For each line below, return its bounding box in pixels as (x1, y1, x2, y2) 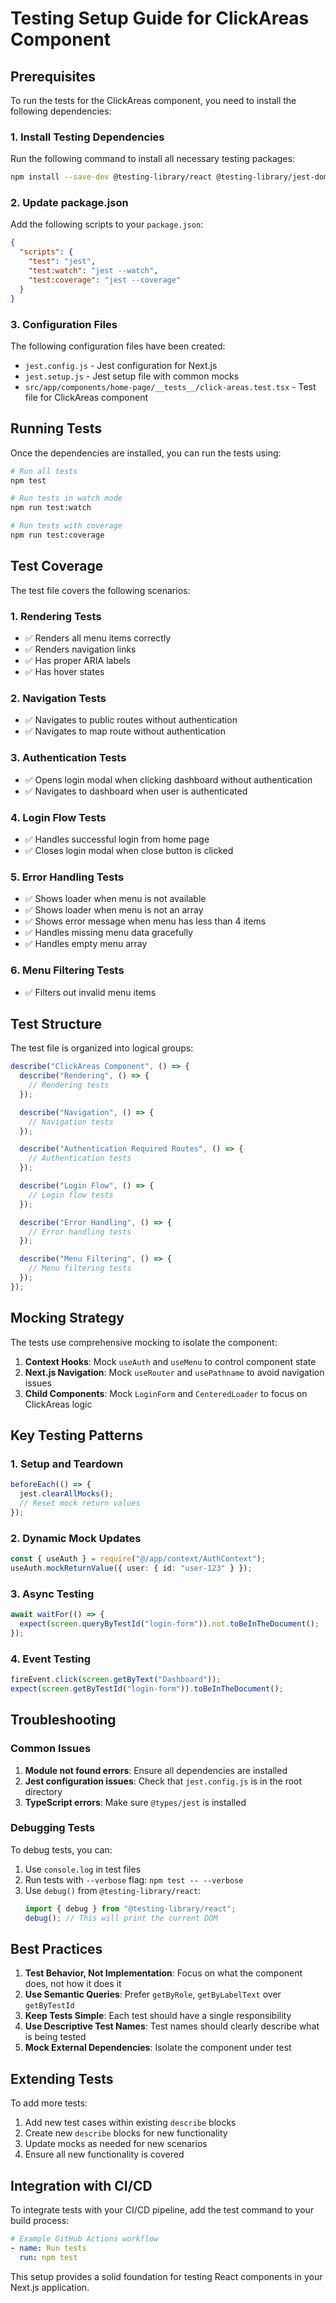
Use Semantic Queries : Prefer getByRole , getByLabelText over (24, 1988, 282, 2001)
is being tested (24, 2031, 87, 2043)
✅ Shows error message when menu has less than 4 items (24, 915, 267, 927)
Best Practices (10, 1941, 103, 1957)
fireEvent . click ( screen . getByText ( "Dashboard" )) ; (10, 1675, 222, 1685)
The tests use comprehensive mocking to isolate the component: (10, 1336, 278, 1348)
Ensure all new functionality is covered (24, 2148, 185, 2161)
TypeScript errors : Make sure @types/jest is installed (24, 1796, 247, 1808)
